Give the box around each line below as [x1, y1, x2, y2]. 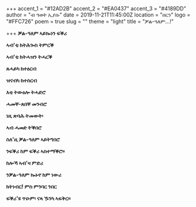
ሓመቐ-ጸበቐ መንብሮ [6, 100, 47, 107]
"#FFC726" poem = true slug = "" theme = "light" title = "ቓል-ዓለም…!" [6, 18, 174, 25]
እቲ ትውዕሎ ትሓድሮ [6, 88, 46, 96]
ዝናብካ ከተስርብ [6, 77, 37, 84]
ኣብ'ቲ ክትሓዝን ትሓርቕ [6, 53, 53, 60]
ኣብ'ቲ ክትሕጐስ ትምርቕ [6, 41, 54, 48]
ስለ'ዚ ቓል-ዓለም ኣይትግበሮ [6, 136, 60, 143]
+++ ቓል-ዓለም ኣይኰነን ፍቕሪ [6, 29, 67, 37]
